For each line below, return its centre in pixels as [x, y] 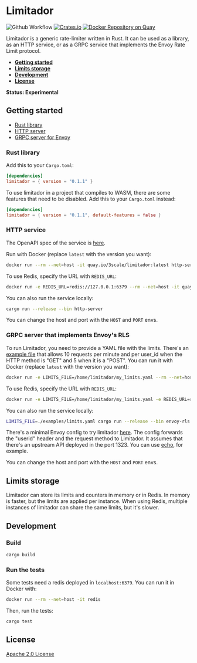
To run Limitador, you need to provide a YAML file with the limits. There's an [98, 348]
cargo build [21, 555]
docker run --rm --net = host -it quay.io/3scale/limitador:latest [87, 265]
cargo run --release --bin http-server [55, 309]
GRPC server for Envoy [42, 137]
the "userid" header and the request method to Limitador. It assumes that [94, 438]
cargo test [19, 621]
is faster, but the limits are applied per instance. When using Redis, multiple [97, 501]
